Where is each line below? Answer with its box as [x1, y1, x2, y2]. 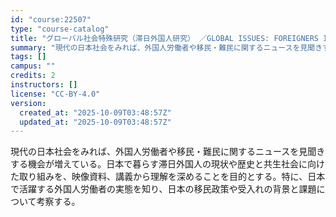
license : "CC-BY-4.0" [10, 89, 101, 99]
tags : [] [10, 52, 47, 62]
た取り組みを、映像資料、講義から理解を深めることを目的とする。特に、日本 [10, 171, 326, 183]
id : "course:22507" [10, 14, 92, 25]
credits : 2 [10, 71, 56, 81]
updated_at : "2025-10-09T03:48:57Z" [19, 117, 172, 127]
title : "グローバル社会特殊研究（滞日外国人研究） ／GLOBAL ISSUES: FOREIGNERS [10, 33, 320, 43]
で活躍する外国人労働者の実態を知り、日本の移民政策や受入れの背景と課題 [10, 183, 317, 195]
